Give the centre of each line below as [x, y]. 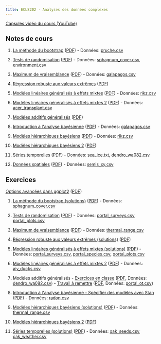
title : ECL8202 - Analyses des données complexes [57, 9]
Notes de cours [29, 39]
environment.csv [29, 65]
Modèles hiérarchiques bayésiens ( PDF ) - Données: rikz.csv [73, 136]
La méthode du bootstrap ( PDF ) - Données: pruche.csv [68, 50]
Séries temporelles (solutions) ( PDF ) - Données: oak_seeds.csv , [76, 331]
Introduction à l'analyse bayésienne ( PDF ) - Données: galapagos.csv [81, 127]
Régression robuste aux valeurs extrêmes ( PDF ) [61, 84]
